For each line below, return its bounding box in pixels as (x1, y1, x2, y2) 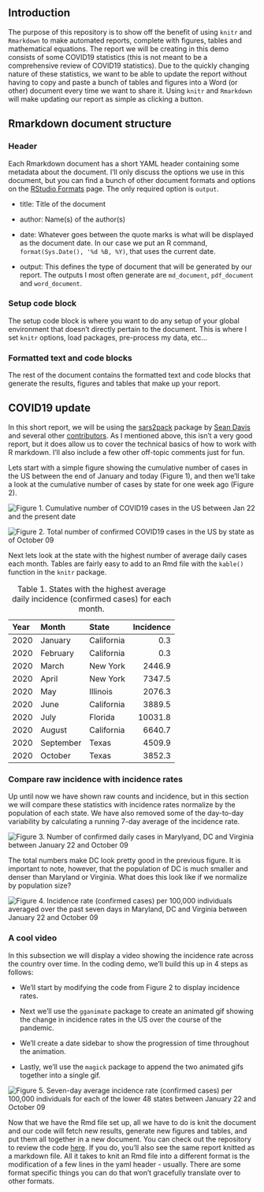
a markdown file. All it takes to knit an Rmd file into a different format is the (8, 1151, 251, 1160)
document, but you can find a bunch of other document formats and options (8, 175, 256, 184)
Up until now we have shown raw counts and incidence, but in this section (8, 792, 249, 801)
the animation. (19, 1046, 67, 1056)
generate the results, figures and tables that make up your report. (8, 378, 221, 389)
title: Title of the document (19, 199, 106, 208)
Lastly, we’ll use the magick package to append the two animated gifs (19, 1062, 244, 1071)
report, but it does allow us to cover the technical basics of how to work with (8, 439, 257, 449)
